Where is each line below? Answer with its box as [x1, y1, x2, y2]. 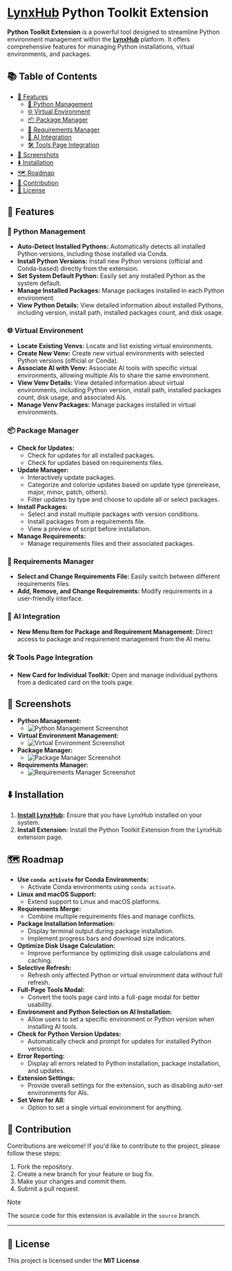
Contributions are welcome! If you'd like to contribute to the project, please [7, 1142, 221, 1150]
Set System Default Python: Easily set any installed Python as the [17, 272, 206, 280]
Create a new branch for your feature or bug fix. [17, 1170, 154, 1178]
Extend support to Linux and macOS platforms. [27, 897, 161, 906]
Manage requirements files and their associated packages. [27, 540, 195, 548]
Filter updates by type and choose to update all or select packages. [27, 495, 220, 504]
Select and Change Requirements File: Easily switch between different [17, 572, 220, 580]
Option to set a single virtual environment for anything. [27, 1104, 183, 1112]
